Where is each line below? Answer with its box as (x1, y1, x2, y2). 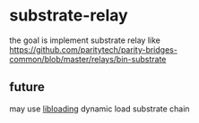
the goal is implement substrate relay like (9, 35, 161, 45)
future (9, 79, 45, 94)
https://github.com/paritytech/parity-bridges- (9, 44, 177, 54)
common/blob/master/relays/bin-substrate (9, 53, 167, 64)
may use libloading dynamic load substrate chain (9, 103, 190, 114)
